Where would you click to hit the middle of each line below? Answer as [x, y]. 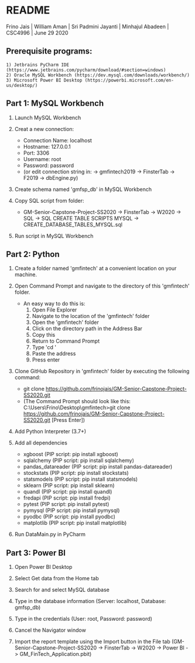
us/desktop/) [22, 85]
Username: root [42, 159]
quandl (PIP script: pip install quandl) [68, 492]
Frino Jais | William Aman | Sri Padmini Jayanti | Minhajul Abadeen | [88, 26]
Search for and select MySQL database [62, 590]
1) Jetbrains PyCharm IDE [37, 65]
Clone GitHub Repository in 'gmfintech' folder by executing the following [102, 371]
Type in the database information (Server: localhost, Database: [90, 601]
